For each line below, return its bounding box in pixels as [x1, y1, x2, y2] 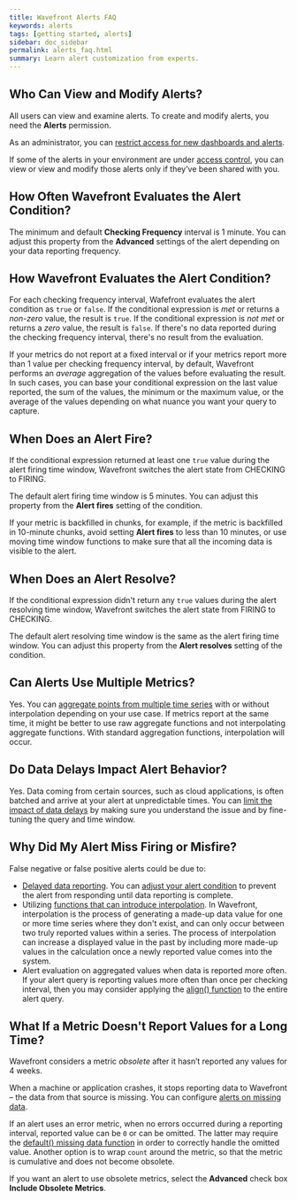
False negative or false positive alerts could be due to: [9, 863, 206, 873]
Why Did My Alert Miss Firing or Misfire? [9, 840, 237, 855]
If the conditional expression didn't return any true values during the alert [9, 595, 277, 606]
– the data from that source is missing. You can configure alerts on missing [9, 1092, 281, 1103]
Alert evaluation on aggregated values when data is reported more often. [21, 964, 287, 975]
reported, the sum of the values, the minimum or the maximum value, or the [9, 387, 285, 398]
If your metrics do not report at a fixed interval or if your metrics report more [9, 349, 287, 360]
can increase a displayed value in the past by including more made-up [21, 936, 278, 948]
